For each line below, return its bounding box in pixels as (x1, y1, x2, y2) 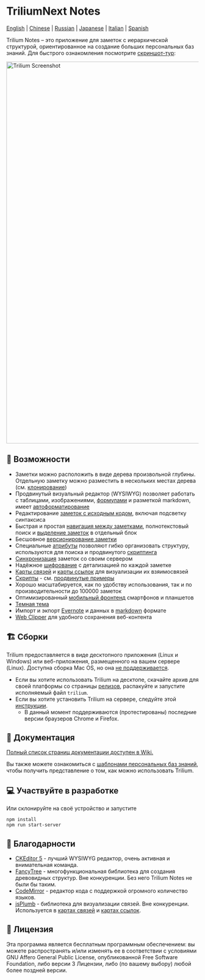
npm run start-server (6, 822, 62, 828)
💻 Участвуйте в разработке (6, 785, 119, 795)
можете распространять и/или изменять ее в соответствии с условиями (6, 947, 197, 954)
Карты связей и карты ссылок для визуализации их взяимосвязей (15, 568, 189, 575)
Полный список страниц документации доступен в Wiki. (6, 748, 154, 756)
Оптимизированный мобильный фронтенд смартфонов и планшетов (15, 594, 194, 601)
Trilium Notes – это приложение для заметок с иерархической (6, 36, 168, 43)
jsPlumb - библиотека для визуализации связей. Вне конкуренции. (15, 900, 189, 907)
